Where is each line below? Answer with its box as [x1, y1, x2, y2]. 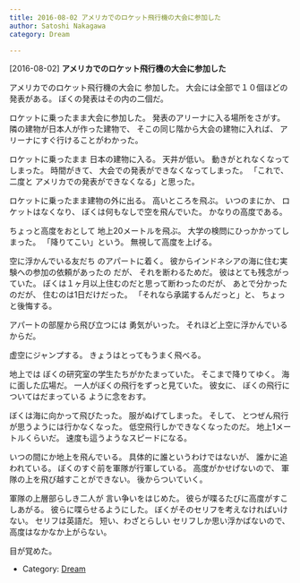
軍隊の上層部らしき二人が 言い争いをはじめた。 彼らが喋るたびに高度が [9, 493, 273, 504]
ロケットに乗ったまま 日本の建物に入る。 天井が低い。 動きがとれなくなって [9, 154, 290, 165]
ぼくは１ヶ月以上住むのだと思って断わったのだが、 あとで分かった [42, 279, 288, 289]
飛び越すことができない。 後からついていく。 [39, 474, 208, 484]
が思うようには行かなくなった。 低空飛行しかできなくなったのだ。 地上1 [9, 422, 276, 433]
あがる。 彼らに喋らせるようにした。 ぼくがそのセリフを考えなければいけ [16, 504, 288, 515]
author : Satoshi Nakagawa [9, 21, 106, 30]
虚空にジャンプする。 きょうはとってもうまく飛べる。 [9, 350, 206, 361]
